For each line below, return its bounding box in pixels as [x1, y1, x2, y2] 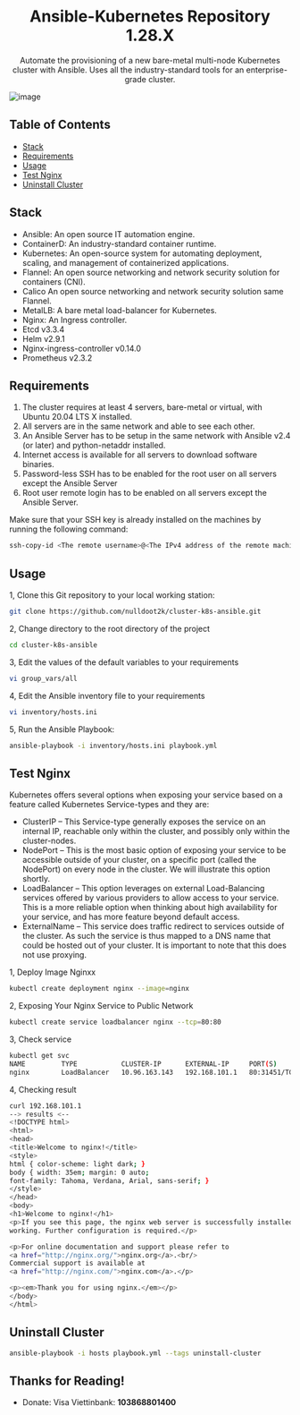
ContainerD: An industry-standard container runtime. [21, 238, 217, 249]
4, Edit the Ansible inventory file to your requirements [9, 690, 205, 701]
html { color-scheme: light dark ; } [9, 1159, 146, 1169]
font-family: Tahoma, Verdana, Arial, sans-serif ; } [9, 1176, 210, 1185]
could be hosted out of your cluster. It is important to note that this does [21, 940, 287, 950]
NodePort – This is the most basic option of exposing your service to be [21, 845, 287, 856]
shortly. [21, 874, 51, 884]
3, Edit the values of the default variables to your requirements [9, 656, 239, 668]
